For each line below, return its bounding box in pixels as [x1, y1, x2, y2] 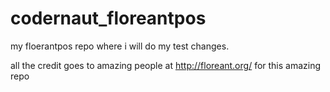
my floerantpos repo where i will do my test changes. [10, 40, 230, 52]
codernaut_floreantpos [10, 7, 207, 30]
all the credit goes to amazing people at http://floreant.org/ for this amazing [10, 59, 322, 71]
